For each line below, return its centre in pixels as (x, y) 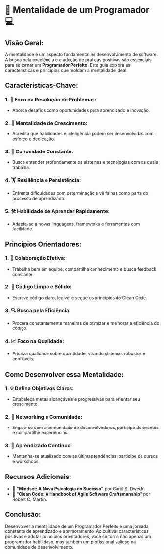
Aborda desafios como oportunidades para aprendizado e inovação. (81, 110)
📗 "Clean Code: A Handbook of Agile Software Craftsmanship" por (81, 494)
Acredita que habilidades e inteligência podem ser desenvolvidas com (83, 133)
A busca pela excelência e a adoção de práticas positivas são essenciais (78, 60)
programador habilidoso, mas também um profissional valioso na (70, 542)
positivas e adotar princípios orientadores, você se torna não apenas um (78, 537)
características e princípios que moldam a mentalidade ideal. (67, 70)
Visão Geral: (24, 43)
